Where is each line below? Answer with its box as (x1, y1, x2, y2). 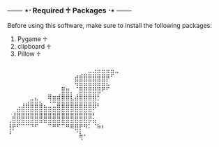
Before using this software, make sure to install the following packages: (7, 22, 213, 30)
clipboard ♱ (17, 42, 52, 51)
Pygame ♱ (17, 35, 47, 43)
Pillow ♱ (17, 49, 42, 58)
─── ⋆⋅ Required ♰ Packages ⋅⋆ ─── (7, 6, 133, 15)
